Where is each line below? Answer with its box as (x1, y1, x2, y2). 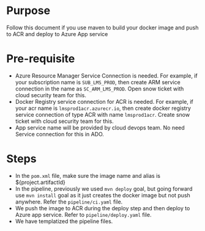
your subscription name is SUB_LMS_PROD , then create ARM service (15, 78, 181, 86)
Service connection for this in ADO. (15, 130, 104, 137)
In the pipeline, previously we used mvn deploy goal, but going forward (15, 185, 193, 193)
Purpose (6, 4, 51, 18)
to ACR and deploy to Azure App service (6, 30, 108, 37)
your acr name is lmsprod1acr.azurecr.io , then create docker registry (15, 105, 192, 112)
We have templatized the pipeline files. (15, 218, 113, 225)
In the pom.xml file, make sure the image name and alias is (15, 172, 161, 179)
